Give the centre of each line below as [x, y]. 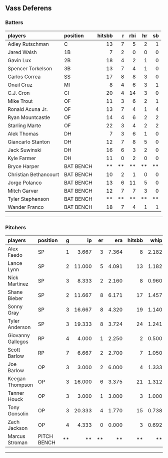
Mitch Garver [23, 191]
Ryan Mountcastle [29, 117]
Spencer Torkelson [30, 68]
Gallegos [18, 342]
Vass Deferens [28, 8]
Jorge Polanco [25, 183]
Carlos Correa [24, 76]
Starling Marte [24, 125]
